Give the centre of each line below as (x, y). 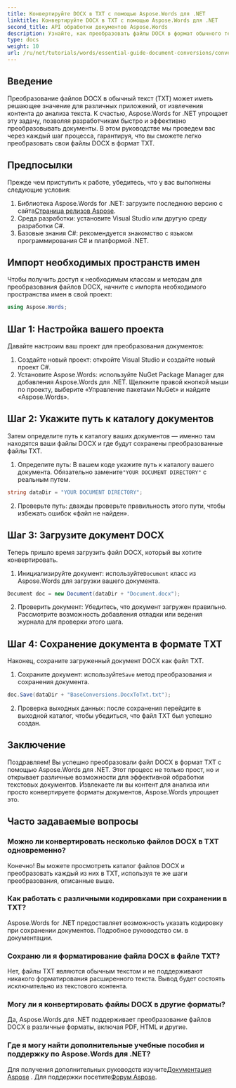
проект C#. (34, 367)
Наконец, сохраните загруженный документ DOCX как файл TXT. (106, 661)
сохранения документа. (53, 682)
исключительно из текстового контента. (67, 986)
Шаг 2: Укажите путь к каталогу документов (111, 419)
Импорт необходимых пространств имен (104, 262)
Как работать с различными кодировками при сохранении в (117, 898)
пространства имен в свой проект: (60, 294)
